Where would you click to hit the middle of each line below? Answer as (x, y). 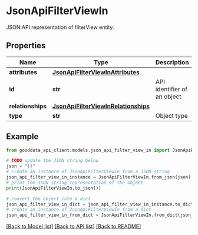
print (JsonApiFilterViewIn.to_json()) (54, 188)
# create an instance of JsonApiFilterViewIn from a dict (79, 210)
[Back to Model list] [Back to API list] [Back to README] (74, 226)
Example (22, 137)
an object (168, 97)
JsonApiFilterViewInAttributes (96, 72)
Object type (172, 115)
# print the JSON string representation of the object (75, 183)
